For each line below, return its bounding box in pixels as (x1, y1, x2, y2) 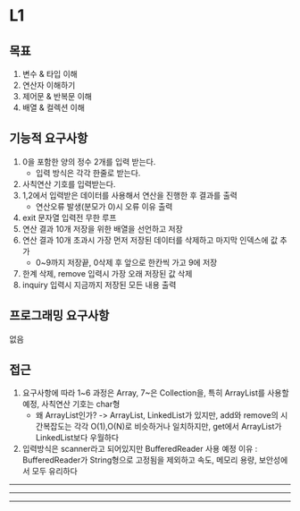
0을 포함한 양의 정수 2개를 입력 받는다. (21, 156, 156, 166)
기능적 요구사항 (9, 131, 88, 146)
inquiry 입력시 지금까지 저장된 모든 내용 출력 (21, 279, 177, 290)
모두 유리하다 (31, 466, 78, 477)
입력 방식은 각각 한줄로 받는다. (35, 167, 141, 178)
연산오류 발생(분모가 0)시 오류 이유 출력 (35, 200, 173, 211)
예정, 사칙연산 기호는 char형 (21, 399, 121, 410)
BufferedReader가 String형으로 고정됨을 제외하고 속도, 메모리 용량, (21, 455, 257, 465)
